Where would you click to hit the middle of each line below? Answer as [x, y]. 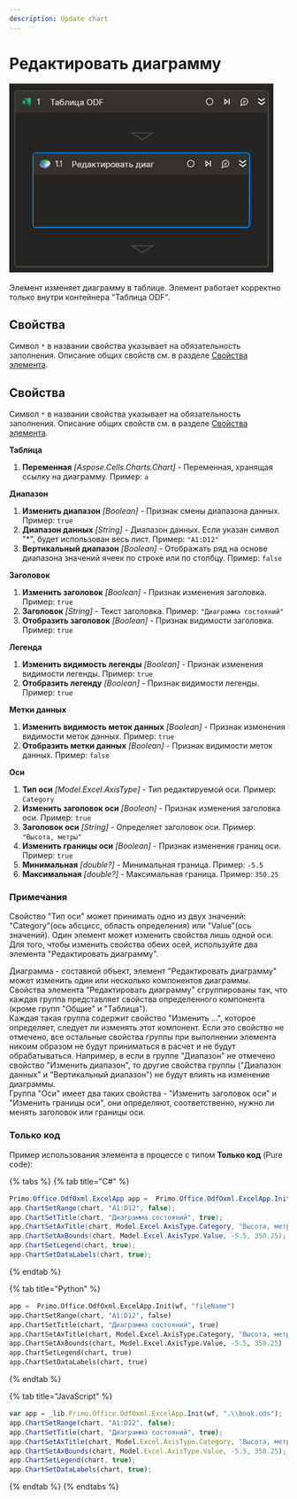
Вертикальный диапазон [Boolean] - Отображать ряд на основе [145, 548]
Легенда [26, 648]
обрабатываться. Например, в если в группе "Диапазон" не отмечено [142, 1056]
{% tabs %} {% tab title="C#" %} [69, 1181]
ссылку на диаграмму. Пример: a [85, 477]
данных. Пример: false [66, 755]
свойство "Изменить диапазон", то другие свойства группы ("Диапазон [145, 1065]
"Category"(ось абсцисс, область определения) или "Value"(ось [130, 926]
